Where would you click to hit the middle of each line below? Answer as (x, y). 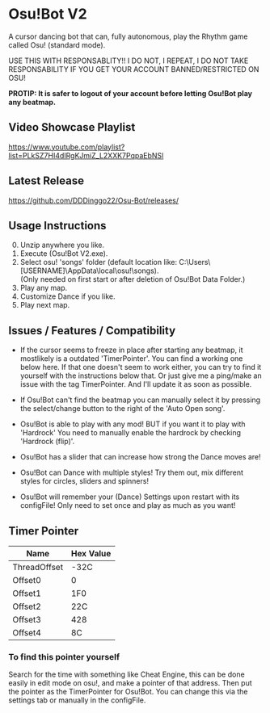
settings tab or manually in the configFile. (77, 700)
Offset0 (27, 580)
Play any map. (44, 288)
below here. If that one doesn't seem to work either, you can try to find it (141, 367)
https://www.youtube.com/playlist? (67, 147)
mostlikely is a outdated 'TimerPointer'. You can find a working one (131, 359)
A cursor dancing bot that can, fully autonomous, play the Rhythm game (128, 36)
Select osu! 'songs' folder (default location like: (99, 262)
